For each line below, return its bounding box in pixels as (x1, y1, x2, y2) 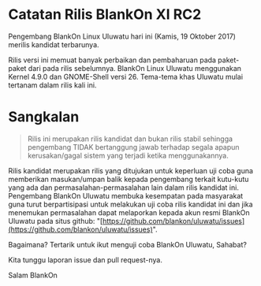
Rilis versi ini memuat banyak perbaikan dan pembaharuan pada (8, 55, 217, 65)
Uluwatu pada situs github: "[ (8, 216, 103, 225)
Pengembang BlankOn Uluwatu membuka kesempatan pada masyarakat (8, 191, 244, 200)
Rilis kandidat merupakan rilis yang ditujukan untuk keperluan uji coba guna (8, 165, 254, 175)
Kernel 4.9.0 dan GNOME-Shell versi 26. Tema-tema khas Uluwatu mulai (8, 72, 243, 81)
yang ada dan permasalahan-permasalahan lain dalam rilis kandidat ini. (8, 183, 239, 192)
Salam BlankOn (8, 270, 58, 280)
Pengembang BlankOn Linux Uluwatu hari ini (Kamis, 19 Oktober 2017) (8, 32, 237, 41)
